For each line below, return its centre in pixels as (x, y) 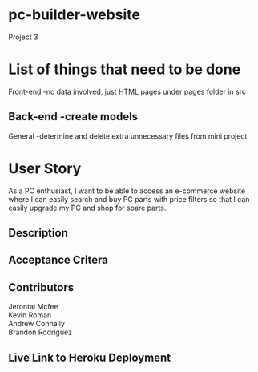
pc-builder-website (74, 15)
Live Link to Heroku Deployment (89, 357)
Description (38, 233)
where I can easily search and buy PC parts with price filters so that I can (129, 199)
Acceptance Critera (58, 260)
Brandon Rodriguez (40, 332)
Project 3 (23, 37)
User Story (45, 168)
